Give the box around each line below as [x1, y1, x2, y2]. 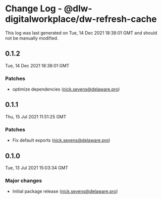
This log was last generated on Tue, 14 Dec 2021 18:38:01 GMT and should [5, 30, 158, 36]
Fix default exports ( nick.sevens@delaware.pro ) [12, 137, 110, 144]
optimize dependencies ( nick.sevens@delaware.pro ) [12, 86, 120, 92]
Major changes [5, 177, 42, 184]
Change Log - [5, 3, 62, 14]
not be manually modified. [5, 35, 58, 41]
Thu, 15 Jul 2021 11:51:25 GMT [5, 113, 67, 119]
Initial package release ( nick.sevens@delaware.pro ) [12, 189, 118, 195]
